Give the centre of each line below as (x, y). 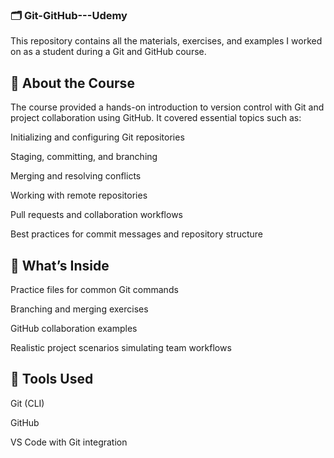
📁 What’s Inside (60, 265)
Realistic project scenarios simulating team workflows (121, 347)
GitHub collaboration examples (74, 328)
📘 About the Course (72, 83)
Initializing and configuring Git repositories (97, 137)
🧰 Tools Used (52, 379)
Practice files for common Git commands (94, 289)
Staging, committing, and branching (84, 157)
